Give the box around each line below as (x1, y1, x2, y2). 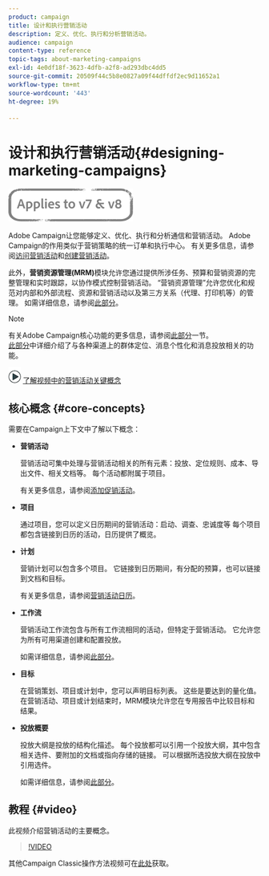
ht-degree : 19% (8, 97, 59, 106)
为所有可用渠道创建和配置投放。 (19, 635, 126, 644)
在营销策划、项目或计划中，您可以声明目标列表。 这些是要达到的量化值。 (19, 686, 261, 696)
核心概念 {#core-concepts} (8, 401, 146, 415)
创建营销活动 (64, 251, 106, 261)
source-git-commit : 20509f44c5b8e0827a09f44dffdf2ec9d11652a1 (8, 72, 220, 80)
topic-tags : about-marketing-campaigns (8, 55, 142, 63)
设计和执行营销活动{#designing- (8, 144, 225, 162)
